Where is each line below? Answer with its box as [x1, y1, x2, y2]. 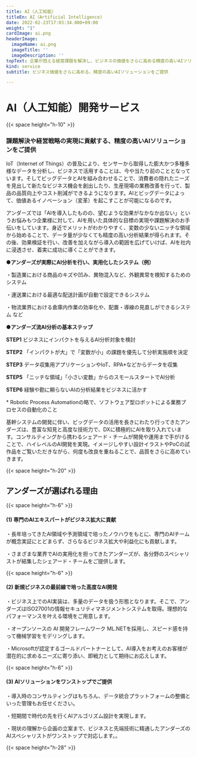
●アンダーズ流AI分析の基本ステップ [6, 323, 93, 330]
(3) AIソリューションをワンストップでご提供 [6, 678, 113, 685]
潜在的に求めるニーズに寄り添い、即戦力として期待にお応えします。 [6, 652, 170, 659]
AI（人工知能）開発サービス [6, 101, 140, 115]
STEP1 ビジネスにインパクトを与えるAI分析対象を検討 [6, 336, 136, 343]
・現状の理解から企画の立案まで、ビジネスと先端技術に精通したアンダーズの [6, 725, 191, 732]
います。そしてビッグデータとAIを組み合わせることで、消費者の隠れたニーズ [6, 175, 189, 182]
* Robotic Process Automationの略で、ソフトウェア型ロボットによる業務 [6, 399, 181, 406]
